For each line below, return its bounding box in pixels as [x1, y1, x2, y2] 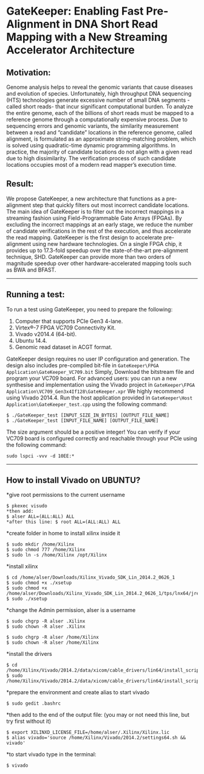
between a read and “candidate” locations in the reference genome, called [6, 129, 192, 136]
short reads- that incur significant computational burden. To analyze [22, 103, 193, 110]
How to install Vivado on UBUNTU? [6, 475, 141, 485]
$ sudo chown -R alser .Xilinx [6, 624, 86, 630]
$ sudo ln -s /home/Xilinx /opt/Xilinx [6, 552, 107, 558]
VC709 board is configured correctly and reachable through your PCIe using [6, 434, 197, 442]
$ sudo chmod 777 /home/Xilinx [6, 547, 86, 553]
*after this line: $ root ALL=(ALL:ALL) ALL [6, 519, 121, 525]
